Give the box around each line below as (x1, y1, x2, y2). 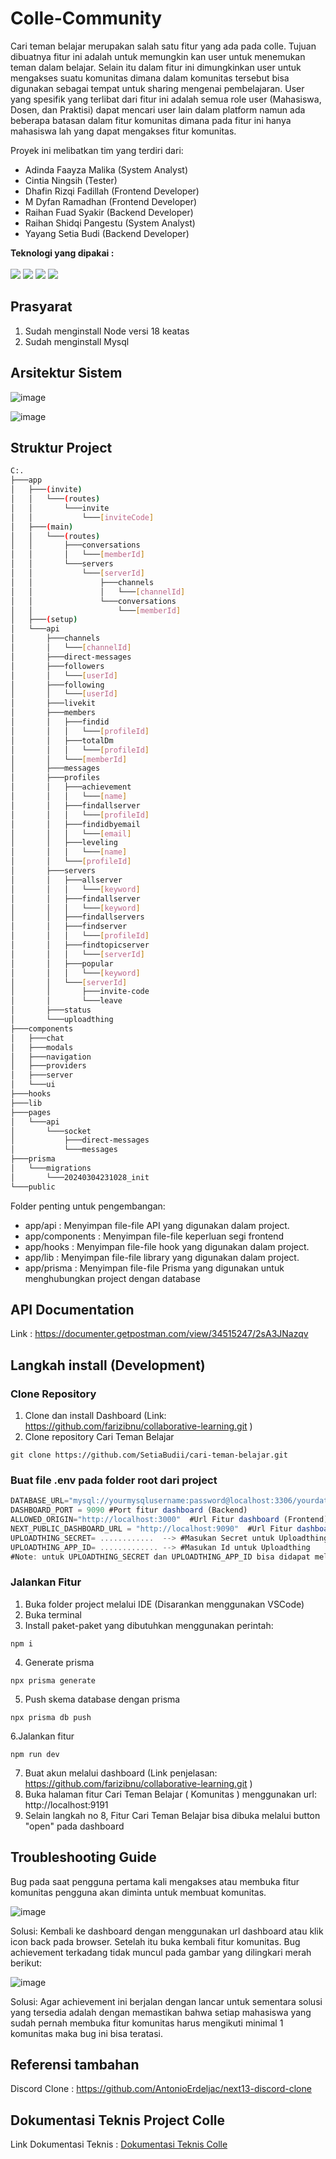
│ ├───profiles (10, 773, 101, 783)
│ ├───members (10, 708, 97, 718)
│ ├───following (10, 680, 105, 690)
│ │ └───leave (10, 996, 123, 1006)
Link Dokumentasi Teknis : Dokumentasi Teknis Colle (10, 2138, 228, 2151)
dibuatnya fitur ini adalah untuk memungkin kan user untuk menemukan (10, 50, 306, 62)
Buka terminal (24, 1608, 82, 1621)
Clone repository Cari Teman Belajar (24, 1431, 175, 1443)
